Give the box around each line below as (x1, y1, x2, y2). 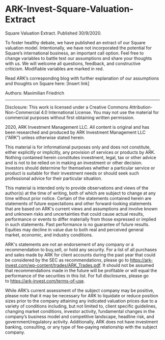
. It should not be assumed (100, 262, 154, 268)
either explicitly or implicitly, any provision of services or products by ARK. (5, 149, 156, 155)
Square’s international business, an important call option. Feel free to (5, 50, 144, 56)
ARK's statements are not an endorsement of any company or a (5, 241, 134, 247)
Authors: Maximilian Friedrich (5, 90, 65, 96)
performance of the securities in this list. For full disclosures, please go (5, 273, 149, 279)
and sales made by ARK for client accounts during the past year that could (5, 252, 156, 257)
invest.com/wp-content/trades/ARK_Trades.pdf (5, 262, 101, 268)
